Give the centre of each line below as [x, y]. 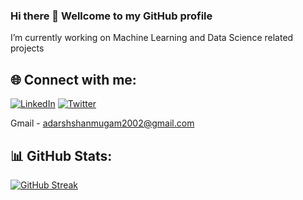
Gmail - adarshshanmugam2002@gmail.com [102, 123]
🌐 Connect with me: [73, 79]
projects [27, 48]
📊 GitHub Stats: [61, 155]
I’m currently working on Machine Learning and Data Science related [152, 38]
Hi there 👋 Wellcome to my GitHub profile [111, 16]
